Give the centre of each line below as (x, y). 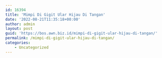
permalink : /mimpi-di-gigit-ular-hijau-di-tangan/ (60, 38)
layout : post (19, 29)
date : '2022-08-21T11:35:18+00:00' (43, 19)
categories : (18, 43)
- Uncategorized (32, 47)
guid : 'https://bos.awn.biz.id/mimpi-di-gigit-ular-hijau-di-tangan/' (82, 33)
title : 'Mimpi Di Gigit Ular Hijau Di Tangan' (55, 15)
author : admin (20, 24)
